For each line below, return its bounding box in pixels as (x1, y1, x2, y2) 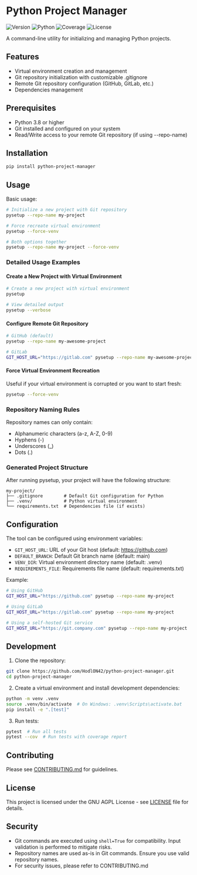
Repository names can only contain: (6, 419, 93, 426)
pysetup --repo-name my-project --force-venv (6, 245, 119, 250)
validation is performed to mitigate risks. (14, 843, 113, 850)
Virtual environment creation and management (14, 67, 127, 74)
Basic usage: (6, 195, 38, 203)
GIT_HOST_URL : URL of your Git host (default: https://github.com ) (14, 547, 168, 554)
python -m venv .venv (6, 696, 59, 701)
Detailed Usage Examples (6, 258, 80, 266)
